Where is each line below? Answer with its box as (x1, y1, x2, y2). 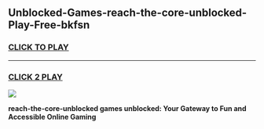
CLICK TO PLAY (8, 42, 69, 53)
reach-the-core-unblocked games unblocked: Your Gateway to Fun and (8, 103, 247, 113)
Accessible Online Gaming (8, 112, 97, 121)
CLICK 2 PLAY (8, 71, 63, 82)
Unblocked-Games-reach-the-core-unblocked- (8, 6, 247, 20)
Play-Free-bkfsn (8, 19, 90, 32)
